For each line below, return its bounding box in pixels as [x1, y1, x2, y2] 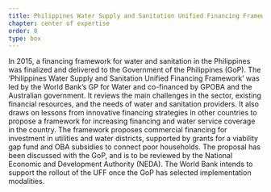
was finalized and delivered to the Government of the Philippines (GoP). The [8, 65, 261, 75]
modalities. [8, 177, 45, 186]
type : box [8, 34, 42, 43]
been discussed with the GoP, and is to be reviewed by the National [8, 151, 233, 161]
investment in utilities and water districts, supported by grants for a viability [8, 134, 259, 144]
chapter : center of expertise [8, 19, 110, 27]
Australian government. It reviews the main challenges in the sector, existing [8, 90, 262, 101]
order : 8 [8, 27, 38, 35]
